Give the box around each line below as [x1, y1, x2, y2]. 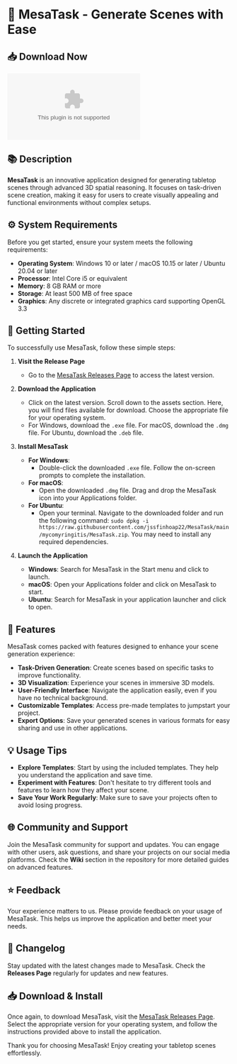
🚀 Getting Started [7, 325, 86, 337]
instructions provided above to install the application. [7, 1028, 162, 1036]
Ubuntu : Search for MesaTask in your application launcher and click [28, 595, 226, 604]
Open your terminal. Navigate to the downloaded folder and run [38, 509, 224, 517]
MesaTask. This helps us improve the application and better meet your [7, 914, 212, 923]
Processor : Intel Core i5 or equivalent [17, 274, 127, 282]
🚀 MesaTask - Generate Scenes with [7, 6, 224, 23]
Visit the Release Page [17, 358, 86, 366]
